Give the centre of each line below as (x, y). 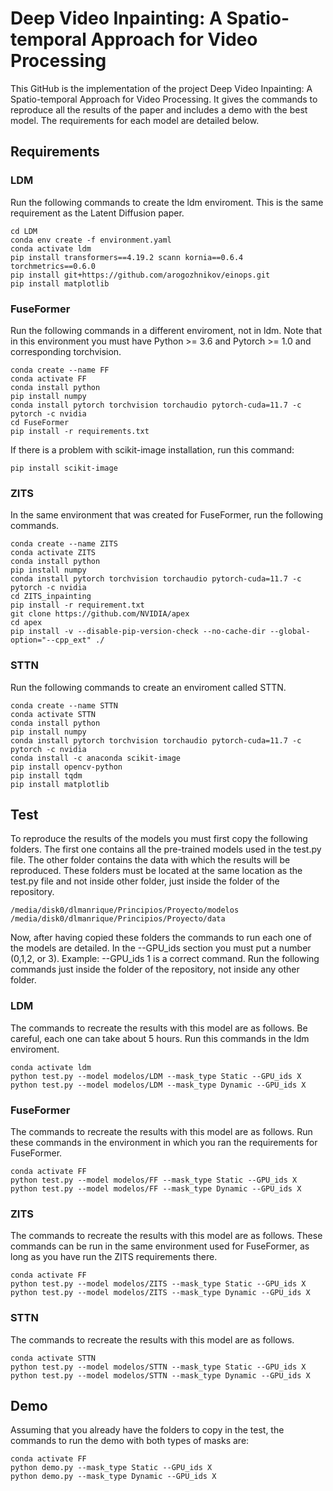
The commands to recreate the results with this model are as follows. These (166, 1236)
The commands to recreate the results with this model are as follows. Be (159, 1028)
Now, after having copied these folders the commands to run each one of (161, 938)
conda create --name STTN (64, 705)
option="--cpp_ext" (51, 640)
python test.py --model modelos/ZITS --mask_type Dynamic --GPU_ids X (160, 1293)
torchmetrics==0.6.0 (53, 266)
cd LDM (24, 231)
